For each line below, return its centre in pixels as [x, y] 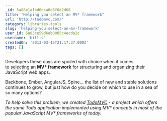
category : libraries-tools [33, 24]
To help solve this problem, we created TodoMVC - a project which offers [81, 102]
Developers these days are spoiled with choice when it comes [69, 61]
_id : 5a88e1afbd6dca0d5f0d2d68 [38, 10]
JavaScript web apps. [28, 72]
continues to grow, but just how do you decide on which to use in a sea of [82, 87]
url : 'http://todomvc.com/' [35, 19]
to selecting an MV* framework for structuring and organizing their [75, 67]
